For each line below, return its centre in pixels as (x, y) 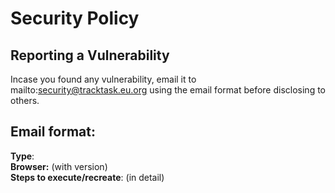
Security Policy (75, 18)
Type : (22, 156)
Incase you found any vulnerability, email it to (103, 79)
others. (25, 100)
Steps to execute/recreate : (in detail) (87, 177)
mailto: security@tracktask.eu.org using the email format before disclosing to (168, 90)
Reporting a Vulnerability (90, 55)
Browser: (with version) (59, 166)
